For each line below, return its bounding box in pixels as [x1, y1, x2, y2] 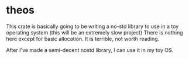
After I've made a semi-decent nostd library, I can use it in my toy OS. [6, 46, 174, 53]
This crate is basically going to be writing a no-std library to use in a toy [6, 23, 179, 30]
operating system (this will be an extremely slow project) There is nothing [6, 29, 183, 36]
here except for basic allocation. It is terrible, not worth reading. [6, 35, 160, 42]
